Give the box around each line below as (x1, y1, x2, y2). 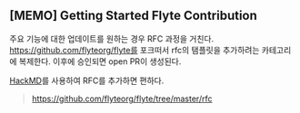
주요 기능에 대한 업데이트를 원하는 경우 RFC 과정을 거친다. (9, 33, 215, 44)
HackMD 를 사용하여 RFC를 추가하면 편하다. (9, 75, 165, 86)
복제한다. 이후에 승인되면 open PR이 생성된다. (18, 55, 182, 67)
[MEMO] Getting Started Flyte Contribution (9, 8, 257, 24)
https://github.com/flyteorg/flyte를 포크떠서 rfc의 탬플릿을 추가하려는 (9, 44, 260, 55)
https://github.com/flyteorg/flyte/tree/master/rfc (31, 93, 213, 104)
